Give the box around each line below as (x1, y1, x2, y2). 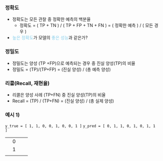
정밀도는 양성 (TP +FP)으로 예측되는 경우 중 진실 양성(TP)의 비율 (12, 60, 136, 66)
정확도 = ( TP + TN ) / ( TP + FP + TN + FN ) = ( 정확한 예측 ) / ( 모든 (19, 23, 153, 28)
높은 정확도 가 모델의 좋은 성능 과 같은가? (12, 35, 88, 41)
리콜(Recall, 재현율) (5, 80, 50, 87)
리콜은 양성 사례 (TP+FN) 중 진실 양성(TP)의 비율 (12, 92, 106, 97)
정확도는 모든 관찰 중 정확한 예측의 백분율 (12, 16, 91, 23)
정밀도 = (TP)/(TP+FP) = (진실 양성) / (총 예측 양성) (12, 66, 111, 72)
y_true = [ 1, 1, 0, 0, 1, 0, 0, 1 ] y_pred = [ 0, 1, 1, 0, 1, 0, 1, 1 (5, 124, 156, 129)
